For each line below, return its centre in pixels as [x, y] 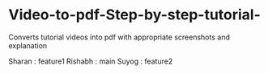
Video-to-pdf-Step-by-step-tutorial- [135, 15]
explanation [28, 45]
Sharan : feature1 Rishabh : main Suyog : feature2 [91, 61]
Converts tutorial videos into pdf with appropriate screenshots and [119, 37]
